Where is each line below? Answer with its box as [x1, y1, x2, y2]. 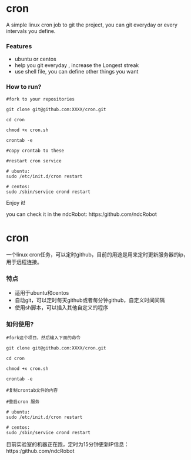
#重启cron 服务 [6, 399, 40, 405]
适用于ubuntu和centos [14, 289, 69, 296]
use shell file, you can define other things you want [14, 68, 139, 75]
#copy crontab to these [6, 148, 65, 154]
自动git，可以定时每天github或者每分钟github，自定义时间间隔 [14, 296, 165, 304]
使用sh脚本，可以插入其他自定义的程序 [14, 304, 109, 311]
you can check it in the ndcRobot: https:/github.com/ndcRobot [6, 211, 157, 218]
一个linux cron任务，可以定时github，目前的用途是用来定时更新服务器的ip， [6, 251, 189, 258]
